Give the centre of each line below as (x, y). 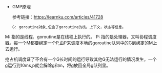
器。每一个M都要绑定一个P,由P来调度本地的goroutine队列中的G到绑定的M (79, 43)
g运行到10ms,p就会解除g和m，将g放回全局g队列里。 (58, 65)
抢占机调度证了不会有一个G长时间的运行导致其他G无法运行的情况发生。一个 (81, 59)
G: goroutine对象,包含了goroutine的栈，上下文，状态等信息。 (69, 27)
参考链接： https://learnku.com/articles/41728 (58, 17)
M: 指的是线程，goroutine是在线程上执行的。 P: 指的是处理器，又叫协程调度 (81, 37)
